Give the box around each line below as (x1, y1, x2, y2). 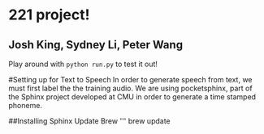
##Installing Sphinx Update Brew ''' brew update (8, 116, 171, 126)
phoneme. (8, 101, 43, 110)
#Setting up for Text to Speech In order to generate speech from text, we (8, 75, 253, 84)
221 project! (8, 6, 90, 24)
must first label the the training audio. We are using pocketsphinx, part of (8, 83, 253, 93)
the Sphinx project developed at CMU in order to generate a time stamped (8, 92, 257, 102)
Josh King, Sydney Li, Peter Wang (8, 38, 184, 52)
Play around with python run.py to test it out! (8, 59, 158, 69)
